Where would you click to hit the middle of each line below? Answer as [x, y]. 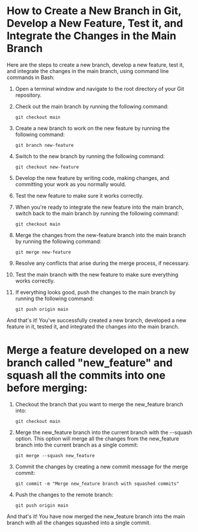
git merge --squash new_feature [55, 455]
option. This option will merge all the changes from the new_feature [97, 438]
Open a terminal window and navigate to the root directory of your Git [100, 88]
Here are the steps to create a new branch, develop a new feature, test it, [95, 65]
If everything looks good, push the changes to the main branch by [95, 292]
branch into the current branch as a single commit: [77, 445]
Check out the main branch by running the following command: [92, 106]
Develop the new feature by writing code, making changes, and [92, 178]
